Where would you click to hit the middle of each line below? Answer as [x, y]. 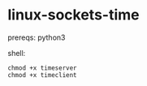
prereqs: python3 [37, 37]
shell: [17, 53]
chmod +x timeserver [43, 68]
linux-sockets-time [73, 15]
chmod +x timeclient [43, 75]
